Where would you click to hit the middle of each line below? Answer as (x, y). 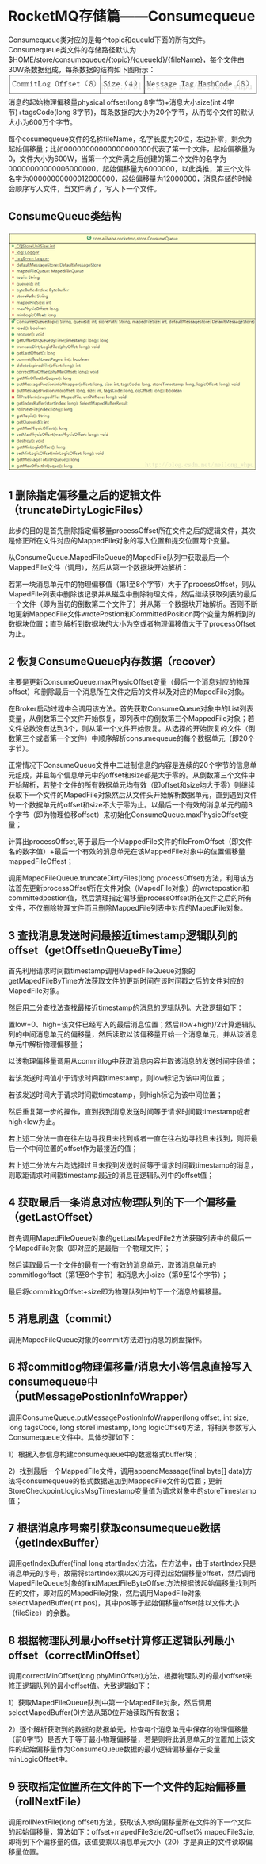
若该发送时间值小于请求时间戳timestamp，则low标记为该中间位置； (118, 1078)
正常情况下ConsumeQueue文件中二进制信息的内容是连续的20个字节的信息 (129, 765)
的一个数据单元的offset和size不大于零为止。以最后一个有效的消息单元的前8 (131, 805)
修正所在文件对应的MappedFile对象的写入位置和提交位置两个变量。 (124, 541)
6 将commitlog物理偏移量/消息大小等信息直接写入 (130, 1367)
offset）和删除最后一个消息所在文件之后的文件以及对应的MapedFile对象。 (129, 692)
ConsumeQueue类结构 (65, 216)
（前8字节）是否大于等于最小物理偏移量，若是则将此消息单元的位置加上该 (128, 1739)
